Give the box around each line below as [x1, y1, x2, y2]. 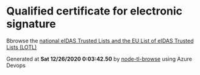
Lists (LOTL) [6, 44, 37, 51]
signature [6, 17, 56, 31]
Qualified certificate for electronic [6, 4, 183, 18]
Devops [6, 62, 26, 69]
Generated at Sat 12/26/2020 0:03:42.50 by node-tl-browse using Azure [6, 55, 192, 62]
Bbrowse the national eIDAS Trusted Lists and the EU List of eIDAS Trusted [6, 37, 194, 44]
